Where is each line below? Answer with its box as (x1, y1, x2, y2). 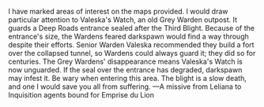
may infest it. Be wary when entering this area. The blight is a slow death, (8, 74, 247, 83)
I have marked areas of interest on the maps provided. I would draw (8, 7, 228, 16)
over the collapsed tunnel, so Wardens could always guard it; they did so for (8, 49, 256, 57)
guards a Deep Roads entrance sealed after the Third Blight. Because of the (8, 24, 255, 32)
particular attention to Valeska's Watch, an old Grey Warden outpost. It (8, 15, 238, 24)
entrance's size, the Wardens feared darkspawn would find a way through (8, 31, 249, 41)
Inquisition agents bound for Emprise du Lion (8, 90, 154, 99)
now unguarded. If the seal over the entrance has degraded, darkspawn (8, 65, 243, 74)
